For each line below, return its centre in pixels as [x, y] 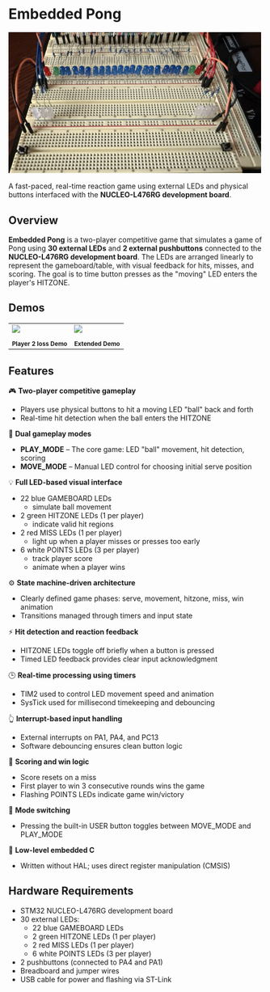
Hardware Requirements [71, 891]
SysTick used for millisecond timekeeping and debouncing [118, 702]
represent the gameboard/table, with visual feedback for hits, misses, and [131, 266]
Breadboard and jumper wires [70, 970]
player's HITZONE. [39, 283]
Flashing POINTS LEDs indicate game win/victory [102, 794]
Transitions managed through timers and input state [106, 615]
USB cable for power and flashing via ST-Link [96, 979]
